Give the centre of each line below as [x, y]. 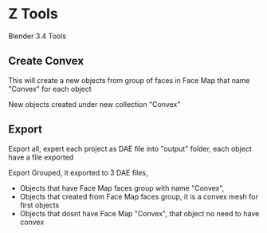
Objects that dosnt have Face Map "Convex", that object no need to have [139, 213]
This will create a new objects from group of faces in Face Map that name [129, 80]
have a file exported [41, 157]
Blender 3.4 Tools [37, 36]
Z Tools [33, 14]
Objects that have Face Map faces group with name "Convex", [122, 188]
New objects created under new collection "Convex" [94, 104]
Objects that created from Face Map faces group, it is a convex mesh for [139, 196]
